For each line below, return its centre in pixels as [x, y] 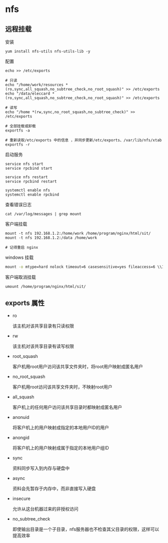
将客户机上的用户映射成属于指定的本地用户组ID [60, 448]
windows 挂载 [19, 257]
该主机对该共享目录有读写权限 [43, 346]
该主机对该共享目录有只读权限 [43, 326]
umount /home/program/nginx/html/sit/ [45, 286]
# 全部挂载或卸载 [20, 126]
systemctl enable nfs [28, 190]
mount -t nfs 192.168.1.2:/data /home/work [51, 238]
